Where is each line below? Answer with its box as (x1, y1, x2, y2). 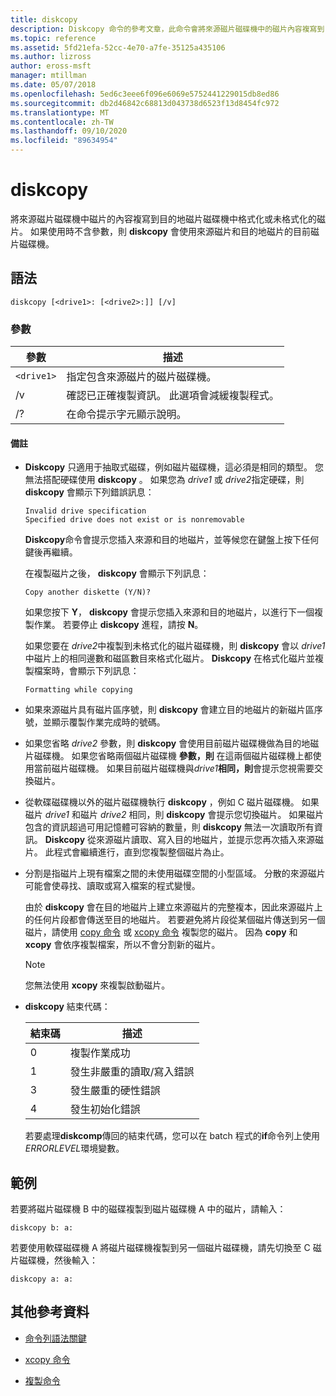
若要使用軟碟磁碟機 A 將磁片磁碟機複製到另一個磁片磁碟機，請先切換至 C (10, 1242, 311, 1254)
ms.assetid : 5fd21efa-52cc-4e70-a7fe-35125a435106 (10, 42, 226, 53)
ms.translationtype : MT (10, 107, 110, 118)
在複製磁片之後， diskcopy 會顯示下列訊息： (24, 567, 210, 580)
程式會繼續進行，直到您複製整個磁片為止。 (53, 846, 230, 858)
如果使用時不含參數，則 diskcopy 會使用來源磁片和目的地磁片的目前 (29, 225, 311, 237)
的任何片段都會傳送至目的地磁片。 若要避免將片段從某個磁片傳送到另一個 (24, 914, 326, 926)
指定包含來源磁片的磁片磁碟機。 (66, 370, 217, 384)
